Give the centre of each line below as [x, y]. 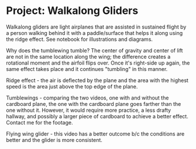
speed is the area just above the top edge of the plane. [72, 86]
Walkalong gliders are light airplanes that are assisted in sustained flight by [96, 27]
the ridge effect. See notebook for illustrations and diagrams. [80, 39]
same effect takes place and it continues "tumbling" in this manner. [87, 69]
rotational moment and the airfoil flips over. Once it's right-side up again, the [98, 63]
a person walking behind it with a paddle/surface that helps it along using [94, 33]
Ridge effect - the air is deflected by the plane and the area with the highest [97, 80]
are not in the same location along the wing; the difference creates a [88, 56]
